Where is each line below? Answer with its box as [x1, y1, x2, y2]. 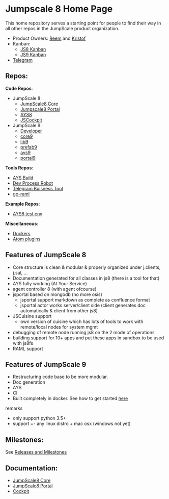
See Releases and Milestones [5, 449, 67, 455]
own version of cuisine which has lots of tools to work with [20, 318, 144, 325]
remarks [5, 405, 23, 411]
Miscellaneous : [5, 220, 39, 227]
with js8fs [12, 340, 34, 346]
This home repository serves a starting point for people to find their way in [5, 20, 161, 26]
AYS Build [12, 174, 34, 181]
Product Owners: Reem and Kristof [12, 35, 86, 41]
